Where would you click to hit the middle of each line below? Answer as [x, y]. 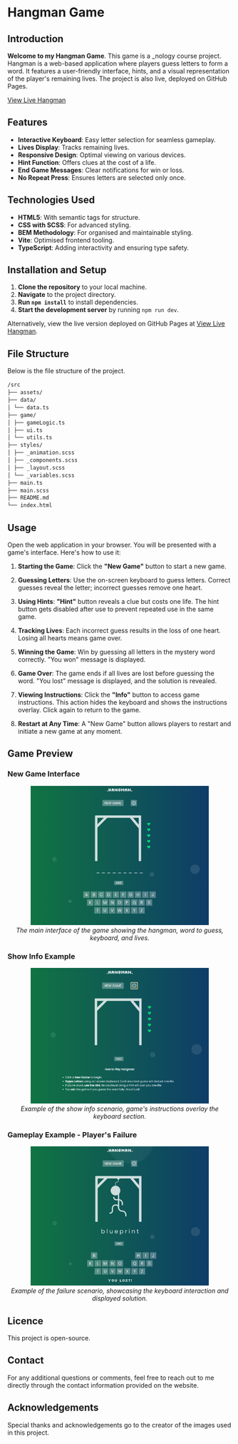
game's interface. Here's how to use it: [64, 552]
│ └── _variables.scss [41, 475]
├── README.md [29, 498]
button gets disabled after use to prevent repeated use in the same [115, 609]
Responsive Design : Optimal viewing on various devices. [102, 155]
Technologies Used [51, 200]
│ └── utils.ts [30, 438]
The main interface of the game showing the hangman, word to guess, [120, 930]
